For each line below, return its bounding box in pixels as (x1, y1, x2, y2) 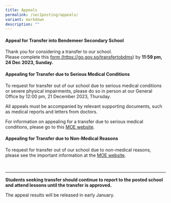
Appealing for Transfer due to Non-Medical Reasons (5, 135, 119, 141)
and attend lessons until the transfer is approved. (5, 182, 112, 188)
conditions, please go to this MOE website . (5, 124, 95, 130)
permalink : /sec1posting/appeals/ (5, 12, 79, 17)
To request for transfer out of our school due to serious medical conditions (5, 82, 162, 89)
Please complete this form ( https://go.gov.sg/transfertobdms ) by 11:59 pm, (5, 54, 162, 60)
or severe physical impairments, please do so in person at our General (5, 88, 153, 94)
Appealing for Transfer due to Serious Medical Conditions (5, 71, 130, 77)
